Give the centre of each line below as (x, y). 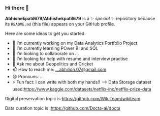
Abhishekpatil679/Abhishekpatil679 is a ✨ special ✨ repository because (80, 19)
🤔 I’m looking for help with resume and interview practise (70, 59)
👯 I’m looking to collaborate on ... (46, 54)
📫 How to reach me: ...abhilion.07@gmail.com (59, 70)
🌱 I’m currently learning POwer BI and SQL (55, 48)
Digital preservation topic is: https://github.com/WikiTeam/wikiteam (73, 99)
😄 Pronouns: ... (28, 77)
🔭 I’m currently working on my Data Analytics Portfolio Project (75, 43)
